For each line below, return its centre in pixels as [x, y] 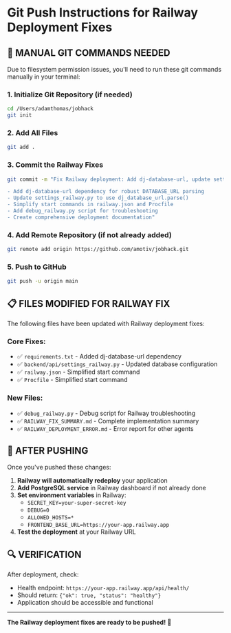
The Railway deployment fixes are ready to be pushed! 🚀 [89, 623]
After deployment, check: [43, 574]
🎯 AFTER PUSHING [48, 451]
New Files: [25, 398]
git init [20, 115]
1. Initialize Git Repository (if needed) [70, 94]
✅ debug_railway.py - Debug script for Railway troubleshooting [106, 413]
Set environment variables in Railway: [71, 495]
